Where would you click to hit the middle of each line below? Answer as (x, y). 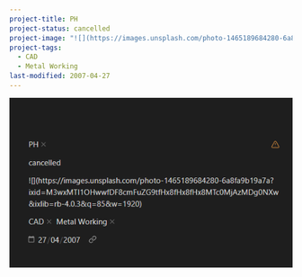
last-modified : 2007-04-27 (60, 76)
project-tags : (36, 48)
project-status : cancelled (60, 28)
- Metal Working (48, 67)
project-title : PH (44, 19)
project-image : (38, 38)
